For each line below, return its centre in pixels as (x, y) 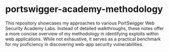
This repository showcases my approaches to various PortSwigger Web (80, 23)
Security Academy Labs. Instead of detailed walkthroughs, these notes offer (85, 28)
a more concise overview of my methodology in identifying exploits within (82, 33)
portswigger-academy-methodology (84, 9)
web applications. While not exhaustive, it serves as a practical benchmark (83, 39)
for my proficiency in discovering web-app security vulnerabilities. (74, 44)
